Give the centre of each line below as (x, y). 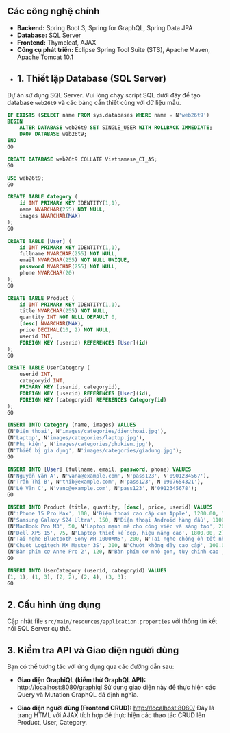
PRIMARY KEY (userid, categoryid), (70, 387)
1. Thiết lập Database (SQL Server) (91, 79)
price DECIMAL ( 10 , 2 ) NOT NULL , (65, 330)
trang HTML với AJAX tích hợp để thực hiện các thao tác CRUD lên (111, 715)
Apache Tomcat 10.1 (45, 57)
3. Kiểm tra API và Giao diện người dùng (93, 650)
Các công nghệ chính (53, 11)
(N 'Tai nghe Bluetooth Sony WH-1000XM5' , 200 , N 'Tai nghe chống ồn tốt (111, 539)
